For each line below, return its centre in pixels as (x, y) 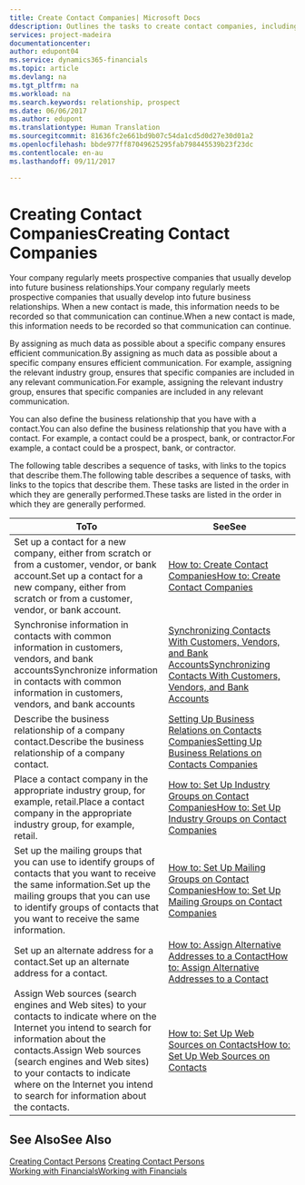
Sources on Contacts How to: (229, 1045)
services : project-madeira (60, 35)
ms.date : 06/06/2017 (49, 111)
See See (230, 527)
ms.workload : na (40, 94)
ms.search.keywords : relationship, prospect (95, 102)
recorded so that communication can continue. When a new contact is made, (152, 316)
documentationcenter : (50, 43)
